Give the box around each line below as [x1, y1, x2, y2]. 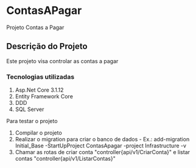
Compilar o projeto [15, 129, 62, 136]
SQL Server [15, 106, 44, 113]
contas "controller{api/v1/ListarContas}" [15, 155, 116, 163]
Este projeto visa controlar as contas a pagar [6, 57, 119, 64]
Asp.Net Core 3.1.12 [15, 86, 64, 94]
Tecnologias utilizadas [6, 72, 75, 81]
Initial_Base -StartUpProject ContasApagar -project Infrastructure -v [15, 142, 187, 149]
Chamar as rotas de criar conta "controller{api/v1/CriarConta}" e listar [15, 149, 191, 156]
